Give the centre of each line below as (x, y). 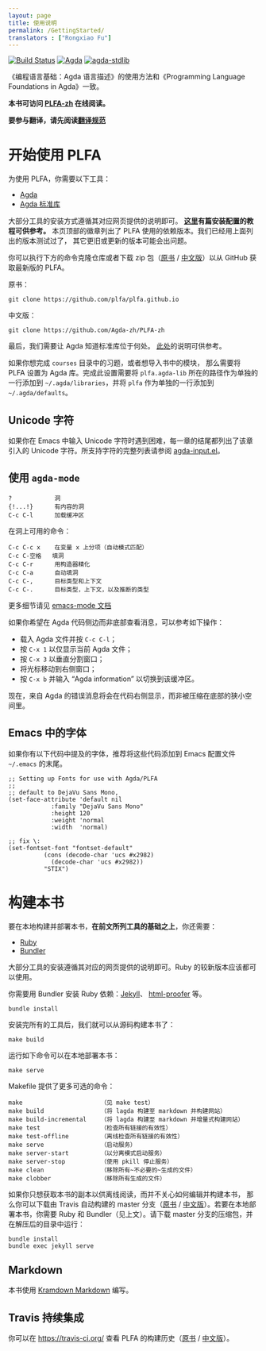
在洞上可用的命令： (40, 531)
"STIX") (56, 869)
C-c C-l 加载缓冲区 (46, 515)
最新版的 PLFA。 (42, 268)
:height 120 (70, 813)
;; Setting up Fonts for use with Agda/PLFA (83, 779)
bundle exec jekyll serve (51, 1246)
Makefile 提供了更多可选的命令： (62, 1086)
